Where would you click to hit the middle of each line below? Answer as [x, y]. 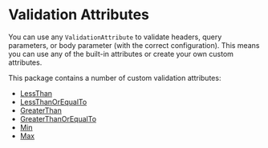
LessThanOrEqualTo [53, 102]
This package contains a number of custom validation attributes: [115, 78]
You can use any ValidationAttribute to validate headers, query [115, 37]
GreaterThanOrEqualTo [58, 118]
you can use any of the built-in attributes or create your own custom [121, 54]
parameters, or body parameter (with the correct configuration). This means [134, 45]
